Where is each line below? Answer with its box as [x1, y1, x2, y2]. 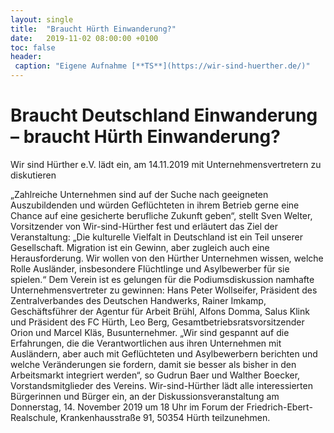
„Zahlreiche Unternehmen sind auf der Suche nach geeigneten [10, 188, 269, 200]
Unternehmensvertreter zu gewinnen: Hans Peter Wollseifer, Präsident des [10, 284, 318, 296]
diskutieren [10, 169, 57, 181]
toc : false [10, 42, 56, 53]
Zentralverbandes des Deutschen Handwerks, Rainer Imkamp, [10, 294, 267, 306]
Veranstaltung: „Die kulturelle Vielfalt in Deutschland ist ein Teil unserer [10, 231, 303, 243]
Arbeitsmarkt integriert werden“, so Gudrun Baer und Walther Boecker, [10, 369, 301, 381]
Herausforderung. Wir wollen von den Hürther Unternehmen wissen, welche [10, 252, 324, 264]
